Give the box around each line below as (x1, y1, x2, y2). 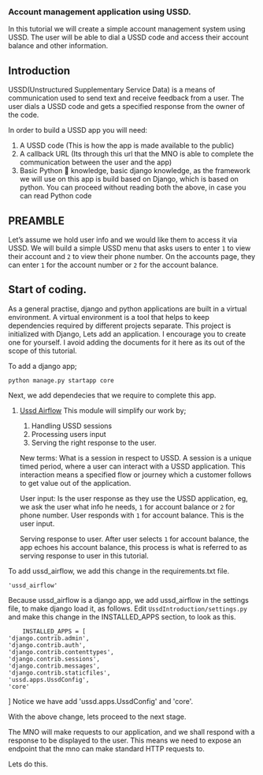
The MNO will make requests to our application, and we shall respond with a (8, 727, 255, 736)
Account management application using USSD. (8, 6, 191, 17)
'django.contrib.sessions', (8, 655, 101, 663)
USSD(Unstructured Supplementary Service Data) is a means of (8, 85, 216, 95)
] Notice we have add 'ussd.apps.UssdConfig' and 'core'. (8, 696, 194, 705)
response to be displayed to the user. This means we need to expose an (8, 735, 242, 745)
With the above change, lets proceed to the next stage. (8, 712, 187, 721)
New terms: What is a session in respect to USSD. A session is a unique (19, 453, 252, 462)
